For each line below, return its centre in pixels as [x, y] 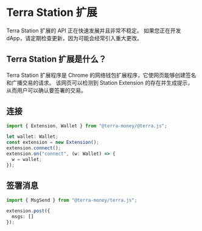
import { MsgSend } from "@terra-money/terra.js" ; [72, 200]
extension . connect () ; [34, 148]
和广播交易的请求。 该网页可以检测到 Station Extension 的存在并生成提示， [100, 82]
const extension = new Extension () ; [53, 143]
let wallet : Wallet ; [33, 137]
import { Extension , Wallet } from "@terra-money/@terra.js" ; [87, 126]
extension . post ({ [28, 211]
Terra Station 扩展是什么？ [57, 59]
